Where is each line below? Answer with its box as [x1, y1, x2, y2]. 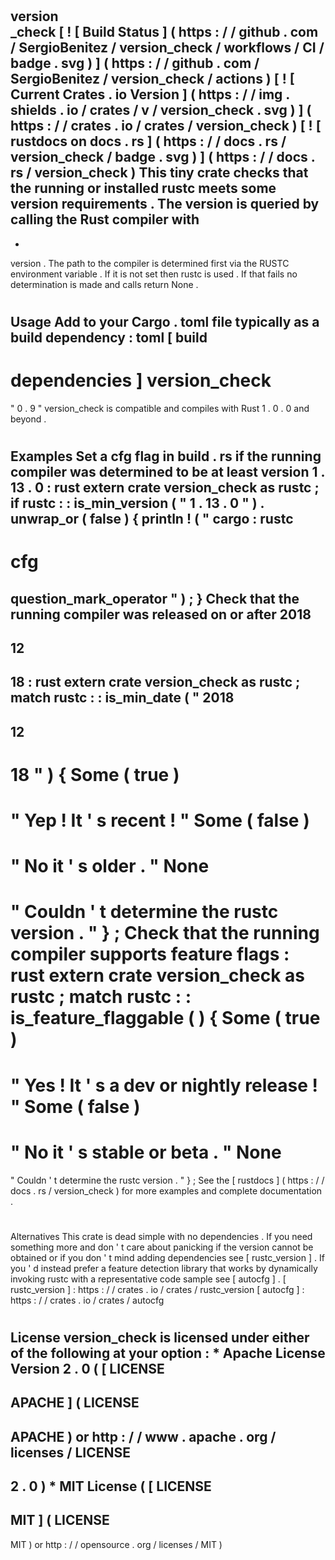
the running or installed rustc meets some [10, 180, 277, 197]
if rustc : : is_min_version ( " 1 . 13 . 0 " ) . [10, 494, 265, 512]
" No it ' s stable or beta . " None [10, 1141, 282, 1163]
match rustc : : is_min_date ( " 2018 [10, 689, 235, 707]
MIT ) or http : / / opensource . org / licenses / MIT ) [10, 1538, 223, 1550]
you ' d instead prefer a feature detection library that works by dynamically [10, 1262, 318, 1274]
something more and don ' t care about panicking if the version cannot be [10, 1241, 314, 1253]
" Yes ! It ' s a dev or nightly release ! [10, 1074, 318, 1097]
